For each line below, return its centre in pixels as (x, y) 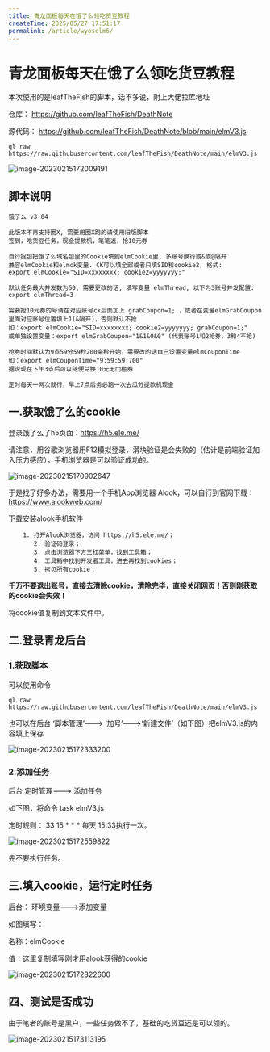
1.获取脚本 (28, 665)
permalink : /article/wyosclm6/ (61, 31)
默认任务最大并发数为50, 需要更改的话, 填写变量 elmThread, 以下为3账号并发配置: (132, 288)
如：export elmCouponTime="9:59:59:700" (76, 361)
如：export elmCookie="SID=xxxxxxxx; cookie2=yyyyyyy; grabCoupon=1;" (128, 328)
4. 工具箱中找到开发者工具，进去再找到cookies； (106, 561)
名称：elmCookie (37, 941)
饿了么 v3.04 (28, 217)
